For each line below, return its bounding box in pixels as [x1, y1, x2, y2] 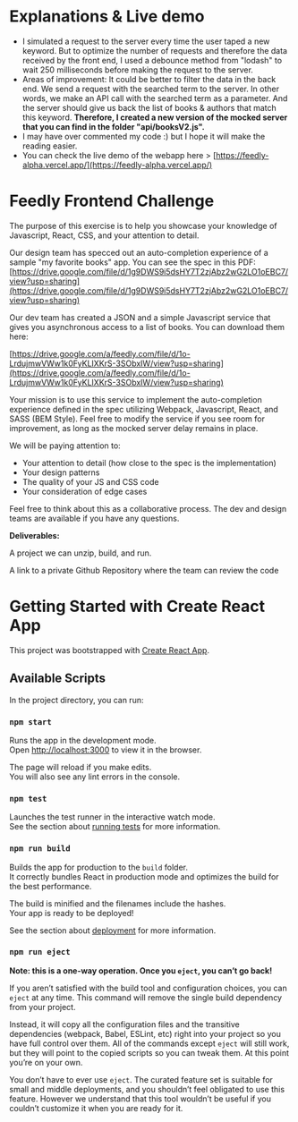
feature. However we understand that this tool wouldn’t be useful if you [9, 1093, 271, 1104]
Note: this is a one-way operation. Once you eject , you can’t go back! [9, 965, 273, 976]
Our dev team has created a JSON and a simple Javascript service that [9, 311, 271, 323]
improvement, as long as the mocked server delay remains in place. [9, 422, 259, 433]
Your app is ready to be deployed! [9, 907, 134, 918]
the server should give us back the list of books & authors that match [21, 102, 277, 113]
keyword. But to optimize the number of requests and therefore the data [21, 45, 288, 55]
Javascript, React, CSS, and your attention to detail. [9, 230, 200, 241]
